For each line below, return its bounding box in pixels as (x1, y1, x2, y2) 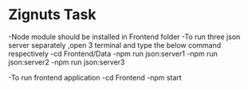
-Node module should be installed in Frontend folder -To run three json (8, 32, 241, 41)
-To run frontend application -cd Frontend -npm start (8, 72, 182, 82)
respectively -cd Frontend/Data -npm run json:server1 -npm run (8, 49, 218, 58)
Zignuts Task (8, 6, 96, 24)
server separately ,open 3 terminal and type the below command (8, 40, 222, 49)
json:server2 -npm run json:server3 (8, 57, 125, 67)
